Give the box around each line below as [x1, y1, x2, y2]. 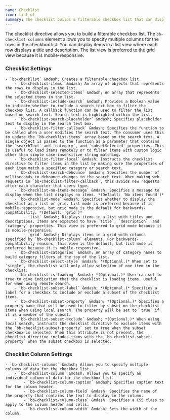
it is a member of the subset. [5, 312, 71, 317]
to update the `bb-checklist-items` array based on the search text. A [5, 134, 159, 140]
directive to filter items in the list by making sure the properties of [5, 161, 164, 166]
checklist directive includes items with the [5, 334, 103, 339]
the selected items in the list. [5, 94, 76, 100]
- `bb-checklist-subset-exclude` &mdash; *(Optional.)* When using [14, 316, 159, 321]
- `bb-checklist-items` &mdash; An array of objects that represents [14, 81, 164, 86]
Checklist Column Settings [5, 350, 72, 358]
